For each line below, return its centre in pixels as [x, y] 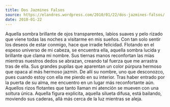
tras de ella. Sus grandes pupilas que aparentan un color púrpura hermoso [83, 66]
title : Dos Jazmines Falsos [35, 10]
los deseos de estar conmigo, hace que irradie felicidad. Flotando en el [80, 45]
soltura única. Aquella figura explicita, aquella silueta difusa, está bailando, [83, 93]
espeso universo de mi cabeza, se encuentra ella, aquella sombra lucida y [83, 50]
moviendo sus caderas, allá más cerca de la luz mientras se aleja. [74, 99]
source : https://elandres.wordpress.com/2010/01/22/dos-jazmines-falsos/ [85, 15]
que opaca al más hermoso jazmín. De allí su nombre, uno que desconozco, [85, 72]
